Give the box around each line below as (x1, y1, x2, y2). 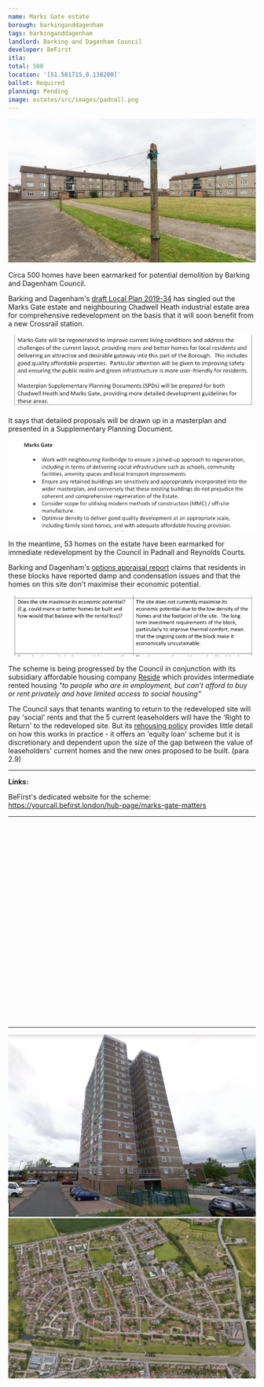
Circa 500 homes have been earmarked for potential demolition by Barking (8, 270, 250, 279)
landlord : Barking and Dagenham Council (8, 38, 143, 46)
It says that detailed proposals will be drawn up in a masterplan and (8, 416, 226, 425)
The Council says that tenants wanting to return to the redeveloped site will (8, 705, 251, 714)
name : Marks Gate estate (8, 13, 90, 20)
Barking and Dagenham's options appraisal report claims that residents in (8, 563, 246, 572)
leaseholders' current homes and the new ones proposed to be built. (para (8, 746, 249, 756)
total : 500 (8, 63, 44, 71)
